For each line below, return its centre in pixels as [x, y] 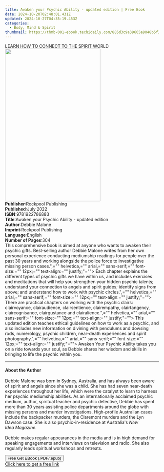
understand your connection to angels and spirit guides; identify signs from [81, 287]
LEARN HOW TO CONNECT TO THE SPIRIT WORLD [57, 46]
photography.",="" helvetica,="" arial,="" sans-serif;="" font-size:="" [74, 339]
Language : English [23, 235]
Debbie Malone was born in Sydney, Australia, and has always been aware [80, 381]
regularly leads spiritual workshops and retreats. [54, 448]
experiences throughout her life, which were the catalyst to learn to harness [81, 391]
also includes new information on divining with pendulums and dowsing [77, 328]
